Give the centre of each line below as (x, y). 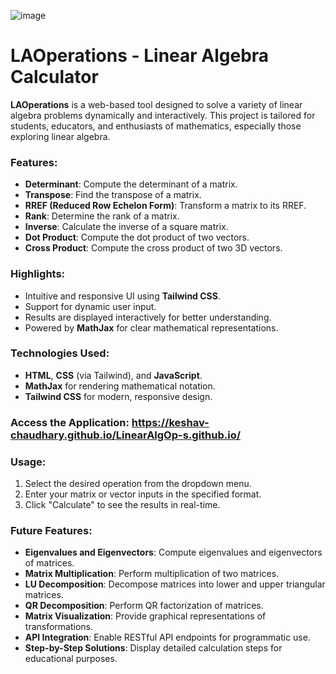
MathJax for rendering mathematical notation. (120, 386)
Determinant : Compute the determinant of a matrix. (131, 184)
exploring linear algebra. (60, 136)
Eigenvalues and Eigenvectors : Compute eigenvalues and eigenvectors (173, 552)
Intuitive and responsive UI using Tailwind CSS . (122, 296)
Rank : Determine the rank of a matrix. (102, 216)
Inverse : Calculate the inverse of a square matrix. (126, 227)
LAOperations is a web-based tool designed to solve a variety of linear (156, 104)
